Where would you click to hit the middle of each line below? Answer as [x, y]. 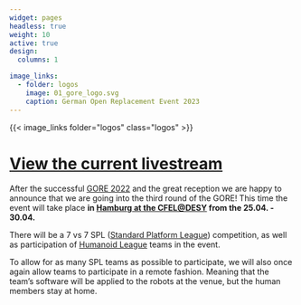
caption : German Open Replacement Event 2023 [113, 101]
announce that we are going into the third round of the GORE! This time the [149, 198]
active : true [34, 43]
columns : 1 [38, 60]
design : [24, 52]
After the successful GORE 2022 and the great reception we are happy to [146, 189]
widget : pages [36, 18]
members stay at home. [53, 291]
